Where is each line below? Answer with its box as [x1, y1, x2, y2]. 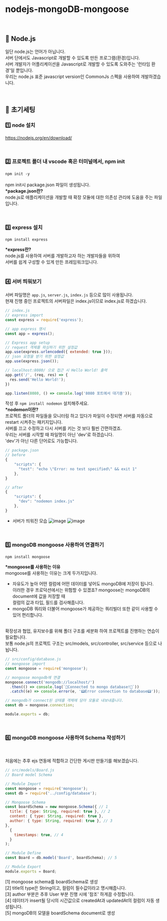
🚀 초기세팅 [5, 106, 36, 114]
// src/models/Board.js [5, 768, 55, 773]
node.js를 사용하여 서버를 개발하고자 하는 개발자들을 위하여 [5, 253, 121, 259]
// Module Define [5, 850, 41, 856]
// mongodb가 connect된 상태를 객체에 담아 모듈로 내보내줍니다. [5, 698, 124, 703]
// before [5, 453, 26, 458]
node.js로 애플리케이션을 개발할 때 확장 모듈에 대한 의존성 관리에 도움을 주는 [5, 194, 153, 200]
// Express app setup [5, 340, 50, 345]
